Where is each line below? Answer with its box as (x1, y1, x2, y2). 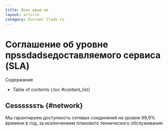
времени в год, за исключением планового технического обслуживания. (5, 120, 164, 126)
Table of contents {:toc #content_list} (12, 86, 90, 93)
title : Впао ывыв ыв (5, 7, 49, 13)
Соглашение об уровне (5, 38, 108, 50)
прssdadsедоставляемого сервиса (5, 49, 161, 61)
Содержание (5, 77, 33, 83)
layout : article (5, 12, 39, 17)
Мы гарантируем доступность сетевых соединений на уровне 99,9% (5, 115, 155, 121)
